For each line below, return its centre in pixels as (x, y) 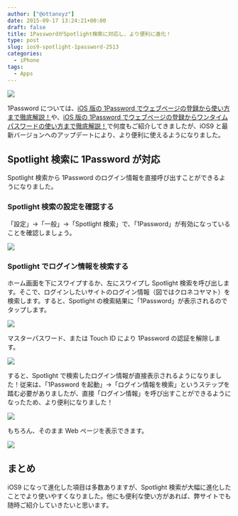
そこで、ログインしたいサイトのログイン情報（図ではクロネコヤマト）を (125, 292)
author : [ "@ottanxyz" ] (41, 14)
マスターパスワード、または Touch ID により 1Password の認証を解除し (111, 338)
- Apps (23, 73)
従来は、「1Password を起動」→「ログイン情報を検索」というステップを (125, 384)
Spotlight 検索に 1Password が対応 (84, 159)
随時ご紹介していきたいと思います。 (60, 505)
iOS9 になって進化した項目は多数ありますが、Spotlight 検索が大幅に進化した (119, 487)
